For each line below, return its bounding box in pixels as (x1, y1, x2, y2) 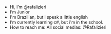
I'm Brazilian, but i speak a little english (9, 14, 88, 20)
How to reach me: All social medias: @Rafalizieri (9, 24, 107, 30)
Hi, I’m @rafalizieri (9, 4, 47, 10)
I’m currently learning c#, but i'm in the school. (9, 19, 104, 25)
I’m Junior (9, 9, 30, 15)
